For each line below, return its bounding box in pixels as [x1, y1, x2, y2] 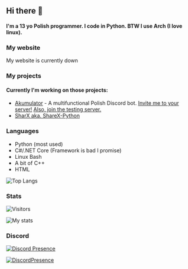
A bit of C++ [14, 159, 46, 166]
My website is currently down [6, 57, 79, 64]
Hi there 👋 [6, 6, 43, 16]
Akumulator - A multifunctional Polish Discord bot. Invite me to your [14, 100, 179, 107]
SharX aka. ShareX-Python [14, 112, 80, 119]
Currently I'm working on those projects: [6, 87, 108, 94]
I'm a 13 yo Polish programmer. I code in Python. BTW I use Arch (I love [6, 22, 183, 30]
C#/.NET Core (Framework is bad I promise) [14, 146, 122, 154]
